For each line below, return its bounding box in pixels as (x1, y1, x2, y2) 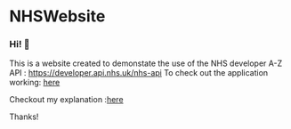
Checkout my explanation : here (9, 94, 124, 105)
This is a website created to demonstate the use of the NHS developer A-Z (9, 58, 283, 69)
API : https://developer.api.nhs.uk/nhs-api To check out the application (9, 68, 269, 78)
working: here (9, 77, 61, 88)
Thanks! (9, 111, 39, 122)
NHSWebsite (9, 6, 106, 27)
